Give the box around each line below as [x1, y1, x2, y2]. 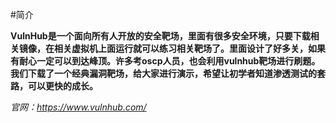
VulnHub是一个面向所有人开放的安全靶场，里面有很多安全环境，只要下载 [10, 30, 311, 42]
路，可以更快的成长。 [10, 80, 98, 92]
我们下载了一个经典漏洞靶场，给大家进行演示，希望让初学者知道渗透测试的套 [10, 68, 326, 79]
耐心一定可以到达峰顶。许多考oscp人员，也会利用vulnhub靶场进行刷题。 [18, 55, 321, 67]
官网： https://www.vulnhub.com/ [10, 101, 147, 113]
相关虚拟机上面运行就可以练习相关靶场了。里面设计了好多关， [53, 43, 308, 54]
